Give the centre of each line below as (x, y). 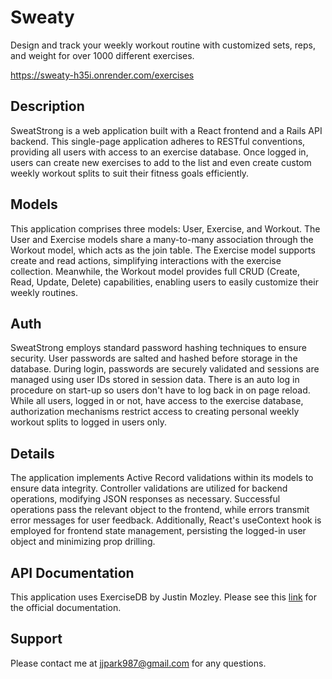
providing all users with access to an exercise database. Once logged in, (159, 152)
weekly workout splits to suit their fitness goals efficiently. (130, 173)
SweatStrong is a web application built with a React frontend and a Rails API (166, 130)
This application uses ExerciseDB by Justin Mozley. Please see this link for (163, 597)
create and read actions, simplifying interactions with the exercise (146, 260)
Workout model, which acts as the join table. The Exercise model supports (163, 250)
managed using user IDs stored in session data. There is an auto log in (155, 380)
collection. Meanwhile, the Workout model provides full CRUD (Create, (155, 271)
